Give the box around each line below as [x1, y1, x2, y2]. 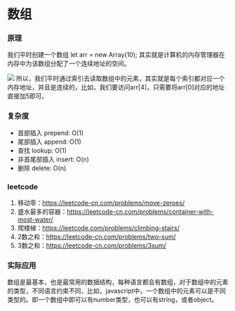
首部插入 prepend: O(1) [17, 128, 84, 137]
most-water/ [17, 215, 54, 224]
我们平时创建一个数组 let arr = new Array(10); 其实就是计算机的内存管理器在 [7, 51, 226, 59]
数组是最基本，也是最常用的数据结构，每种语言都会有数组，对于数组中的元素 [7, 278, 229, 286]
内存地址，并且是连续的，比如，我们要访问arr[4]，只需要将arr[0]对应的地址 [7, 83, 225, 91]
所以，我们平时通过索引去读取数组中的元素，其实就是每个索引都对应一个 [15, 75, 225, 83]
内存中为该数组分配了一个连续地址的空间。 [7, 59, 130, 68]
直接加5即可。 [7, 92, 48, 101]
